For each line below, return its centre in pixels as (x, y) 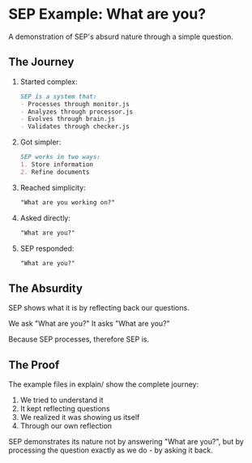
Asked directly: (45, 218)
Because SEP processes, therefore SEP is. (79, 339)
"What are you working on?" (67, 202)
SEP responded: (47, 248)
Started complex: (49, 81)
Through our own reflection (66, 426)
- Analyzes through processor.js (77, 111)
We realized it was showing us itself (80, 417)
